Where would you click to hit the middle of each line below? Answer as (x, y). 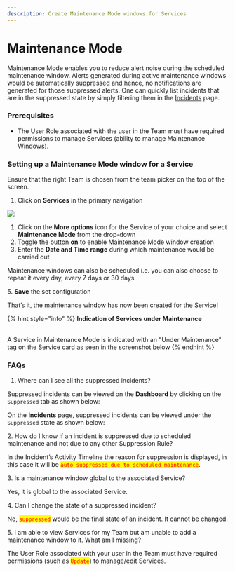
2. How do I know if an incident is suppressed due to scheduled (99, 436)
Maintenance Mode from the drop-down (76, 235)
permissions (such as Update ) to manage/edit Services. (87, 561)
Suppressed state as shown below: (56, 423)
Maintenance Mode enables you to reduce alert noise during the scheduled (116, 68)
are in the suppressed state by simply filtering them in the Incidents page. (114, 97)
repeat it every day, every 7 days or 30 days (71, 278)
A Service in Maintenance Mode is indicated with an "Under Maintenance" (115, 340)
